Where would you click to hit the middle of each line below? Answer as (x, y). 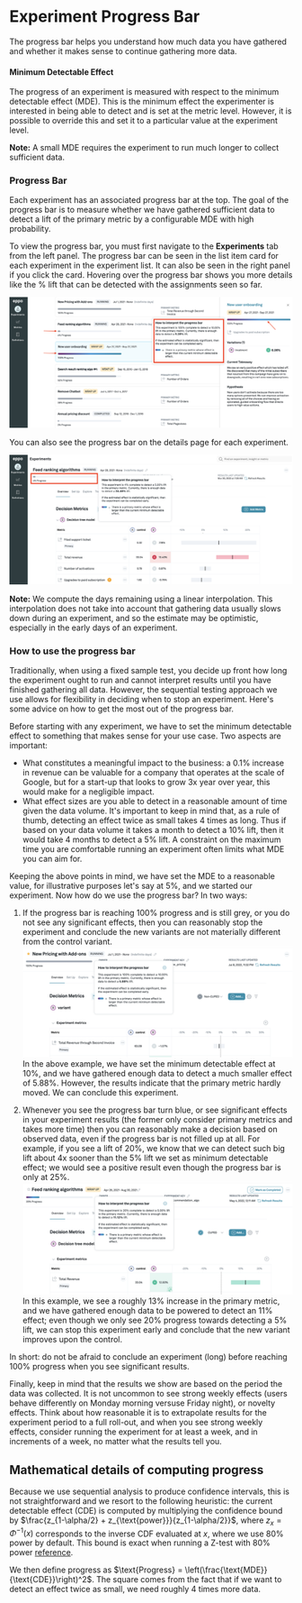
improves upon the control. (72, 1340)
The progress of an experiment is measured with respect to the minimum (144, 92)
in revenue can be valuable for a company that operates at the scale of (153, 773)
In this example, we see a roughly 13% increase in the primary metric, (151, 1301)
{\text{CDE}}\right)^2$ (51, 1580)
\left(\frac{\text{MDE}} (226, 1570)
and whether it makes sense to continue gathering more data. (123, 50)
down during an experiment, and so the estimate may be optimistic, (134, 618)
